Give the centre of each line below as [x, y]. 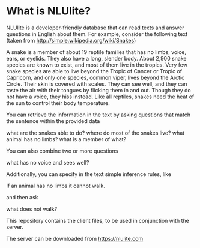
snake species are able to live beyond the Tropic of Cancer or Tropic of [94, 71]
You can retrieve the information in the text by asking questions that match [98, 115]
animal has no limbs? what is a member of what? [66, 139]
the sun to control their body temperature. [58, 103]
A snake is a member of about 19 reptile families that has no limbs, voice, [96, 52]
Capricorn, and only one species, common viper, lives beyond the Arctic [95, 77]
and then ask [22, 197]
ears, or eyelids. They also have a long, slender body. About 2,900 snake [96, 58]
